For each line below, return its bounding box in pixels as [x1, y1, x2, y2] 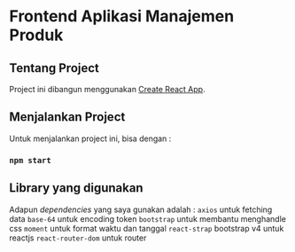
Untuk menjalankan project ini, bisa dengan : [9, 133, 172, 144]
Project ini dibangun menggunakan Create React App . [9, 84, 206, 94]
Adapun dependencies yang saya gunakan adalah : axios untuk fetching [9, 204, 273, 215]
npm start [9, 155, 51, 165]
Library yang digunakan [9, 180, 144, 196]
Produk [9, 25, 64, 45]
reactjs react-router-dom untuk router [9, 232, 147, 243]
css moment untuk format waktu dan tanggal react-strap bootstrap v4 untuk [9, 223, 284, 233]
